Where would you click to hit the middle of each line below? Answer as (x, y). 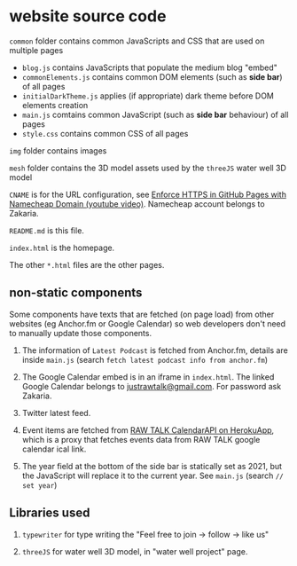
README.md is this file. (47, 230)
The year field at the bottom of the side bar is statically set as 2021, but (152, 466)
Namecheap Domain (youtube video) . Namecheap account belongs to (137, 204)
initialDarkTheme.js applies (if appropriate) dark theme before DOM (148, 96)
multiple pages (36, 50)
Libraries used (50, 513)
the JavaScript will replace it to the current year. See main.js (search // (152, 476)
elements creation (55, 105)
